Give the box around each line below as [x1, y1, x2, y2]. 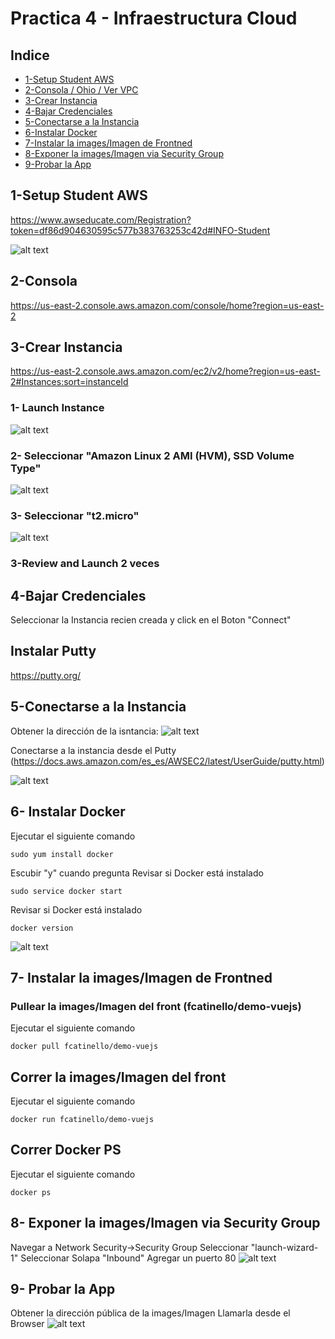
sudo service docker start [10, 886, 123, 896]
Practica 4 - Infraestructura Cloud [10, 7, 298, 30]
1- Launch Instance [10, 401, 105, 415]
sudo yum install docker [10, 849, 114, 859]
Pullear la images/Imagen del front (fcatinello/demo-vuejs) [10, 999, 302, 1013]
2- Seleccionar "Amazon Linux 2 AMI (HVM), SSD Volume [10, 448, 295, 462]
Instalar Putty [10, 643, 97, 660]
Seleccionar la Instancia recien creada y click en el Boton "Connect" [10, 614, 292, 626]
